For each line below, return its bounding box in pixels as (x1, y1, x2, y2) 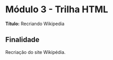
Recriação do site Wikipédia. (5, 49, 66, 55)
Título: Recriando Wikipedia (5, 21, 65, 27)
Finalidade (5, 35, 40, 44)
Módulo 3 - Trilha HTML (5, 4, 108, 15)
